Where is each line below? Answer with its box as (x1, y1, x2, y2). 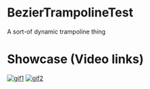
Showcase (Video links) (7, 51, 145, 67)
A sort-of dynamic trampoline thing (7, 27, 106, 36)
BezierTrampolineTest (7, 5, 134, 21)
